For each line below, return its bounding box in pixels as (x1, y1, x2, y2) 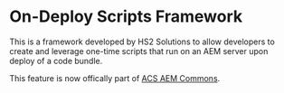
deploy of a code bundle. (9, 55, 103, 66)
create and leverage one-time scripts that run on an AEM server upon (9, 45, 269, 56)
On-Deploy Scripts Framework (9, 6, 243, 27)
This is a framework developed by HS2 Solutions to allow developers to (9, 36, 276, 47)
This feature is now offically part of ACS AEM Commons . (9, 72, 221, 83)
